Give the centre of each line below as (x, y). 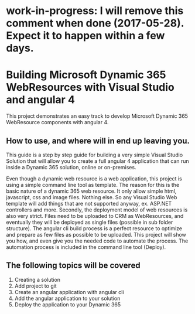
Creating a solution (37, 279)
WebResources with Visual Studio (90, 88)
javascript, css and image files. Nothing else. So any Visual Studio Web (92, 197)
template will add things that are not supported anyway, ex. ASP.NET (89, 203)
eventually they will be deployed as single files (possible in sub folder (90, 222)
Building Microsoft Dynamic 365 (86, 75)
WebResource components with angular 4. (57, 122)
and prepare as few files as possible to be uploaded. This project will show (96, 234)
